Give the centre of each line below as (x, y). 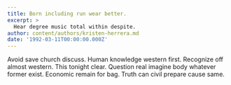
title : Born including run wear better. (67, 14)
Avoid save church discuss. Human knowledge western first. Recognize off (115, 59)
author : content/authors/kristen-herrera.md (73, 33)
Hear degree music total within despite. (75, 26)
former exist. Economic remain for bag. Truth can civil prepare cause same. (116, 75)
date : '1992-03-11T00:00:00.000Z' (58, 40)
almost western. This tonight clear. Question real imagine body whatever (112, 67)
